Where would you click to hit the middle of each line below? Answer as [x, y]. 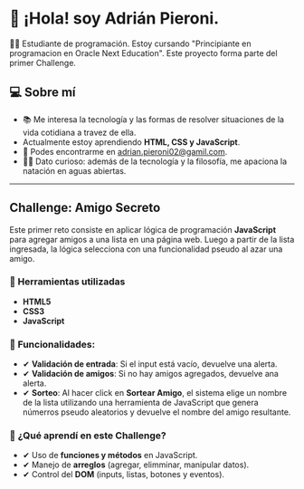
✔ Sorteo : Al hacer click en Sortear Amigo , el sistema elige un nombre [155, 393]
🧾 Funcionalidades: [52, 344]
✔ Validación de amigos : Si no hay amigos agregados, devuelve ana [150, 374]
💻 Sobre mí [43, 93]
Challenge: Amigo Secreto [85, 208]
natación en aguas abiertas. [74, 170]
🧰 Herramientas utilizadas [67, 282]
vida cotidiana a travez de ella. [79, 132]
